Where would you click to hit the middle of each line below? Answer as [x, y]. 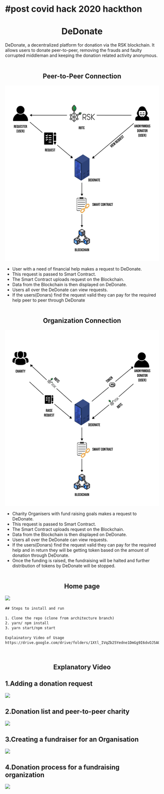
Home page [82, 586]
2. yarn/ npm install [27, 623]
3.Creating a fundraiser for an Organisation [72, 739]
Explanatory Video [82, 667]
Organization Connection [82, 321]
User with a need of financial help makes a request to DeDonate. [77, 269]
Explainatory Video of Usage [35, 638]
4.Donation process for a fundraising [62, 767]
